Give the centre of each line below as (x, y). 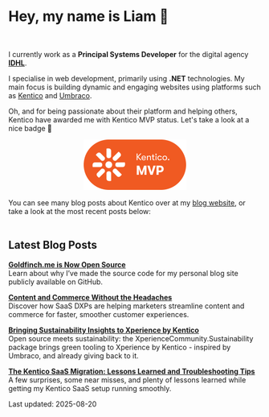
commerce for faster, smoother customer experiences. (99, 314)
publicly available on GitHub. (55, 282)
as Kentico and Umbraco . (50, 95)
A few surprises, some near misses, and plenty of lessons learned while (127, 380)
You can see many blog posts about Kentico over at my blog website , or (127, 202)
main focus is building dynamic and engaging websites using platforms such (134, 87)
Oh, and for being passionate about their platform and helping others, (123, 111)
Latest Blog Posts (53, 245)
